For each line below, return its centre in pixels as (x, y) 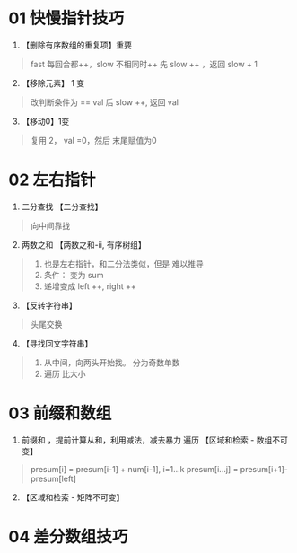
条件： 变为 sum (74, 275)
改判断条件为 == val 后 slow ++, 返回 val (104, 102)
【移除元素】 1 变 (53, 83)
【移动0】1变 (45, 121)
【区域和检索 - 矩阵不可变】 (73, 497)
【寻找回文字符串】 (57, 343)
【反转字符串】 (49, 305)
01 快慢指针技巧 (66, 18)
